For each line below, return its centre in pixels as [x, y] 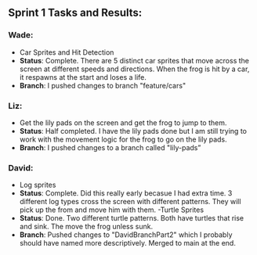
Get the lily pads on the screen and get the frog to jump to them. [123, 122]
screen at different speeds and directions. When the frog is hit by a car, [134, 69]
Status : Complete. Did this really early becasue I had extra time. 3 [126, 193]
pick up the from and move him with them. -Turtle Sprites [112, 210]
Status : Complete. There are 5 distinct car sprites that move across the [134, 60]
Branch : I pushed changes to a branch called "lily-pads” [110, 147]
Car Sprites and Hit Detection [67, 52]
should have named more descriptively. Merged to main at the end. [128, 243]
